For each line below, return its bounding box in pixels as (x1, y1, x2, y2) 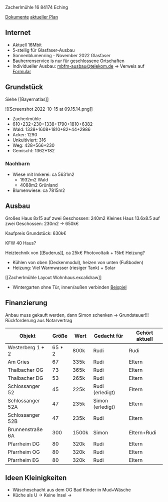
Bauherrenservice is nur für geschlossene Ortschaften (12, 58, 125, 64)
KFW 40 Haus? (5, 240, 36, 246)
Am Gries (7, 358, 30, 365)
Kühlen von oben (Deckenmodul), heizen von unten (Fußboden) (12, 259, 143, 265)
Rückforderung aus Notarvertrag (5, 317, 72, 323)
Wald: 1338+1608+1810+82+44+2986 (12, 126, 91, 132)
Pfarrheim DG (7, 440, 40, 447)
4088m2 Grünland (19, 182, 58, 188)
